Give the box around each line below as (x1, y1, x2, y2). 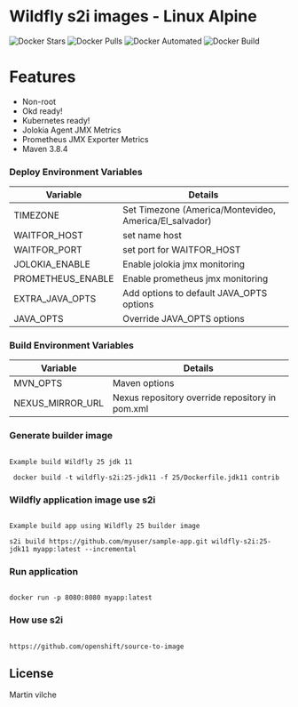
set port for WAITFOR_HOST (122, 244, 241, 256)
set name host (122, 229, 182, 242)
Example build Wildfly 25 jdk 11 (9, 457, 133, 466)
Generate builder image (9, 430, 114, 442)
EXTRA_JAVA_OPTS (13, 293, 97, 305)
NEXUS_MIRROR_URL (13, 398, 105, 410)
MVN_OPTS (13, 377, 63, 390)
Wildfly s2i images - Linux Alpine (9, 6, 257, 27)
